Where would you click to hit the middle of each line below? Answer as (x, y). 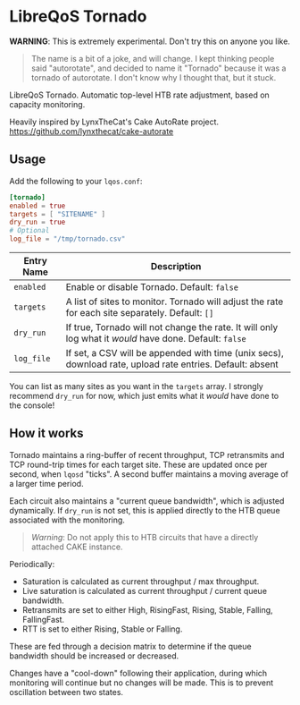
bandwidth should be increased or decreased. (94, 656)
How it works (46, 433)
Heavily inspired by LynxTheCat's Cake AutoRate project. (114, 122)
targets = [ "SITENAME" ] (57, 214)
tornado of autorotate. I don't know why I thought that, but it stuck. (154, 77)
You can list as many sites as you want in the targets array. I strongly (136, 386)
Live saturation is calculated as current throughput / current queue (145, 590)
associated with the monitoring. (67, 520)
